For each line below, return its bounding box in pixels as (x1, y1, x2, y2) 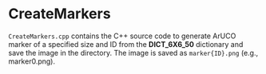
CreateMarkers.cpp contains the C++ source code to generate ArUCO (8, 31, 236, 41)
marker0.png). (8, 56, 56, 66)
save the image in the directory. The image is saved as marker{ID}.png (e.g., (8, 48, 258, 57)
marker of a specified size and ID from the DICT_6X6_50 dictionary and (8, 39, 244, 49)
